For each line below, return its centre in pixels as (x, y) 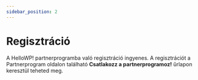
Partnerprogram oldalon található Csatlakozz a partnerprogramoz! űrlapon (99, 64)
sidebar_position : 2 (32, 12)
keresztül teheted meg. (35, 70)
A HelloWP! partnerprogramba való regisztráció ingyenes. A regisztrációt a (98, 58)
